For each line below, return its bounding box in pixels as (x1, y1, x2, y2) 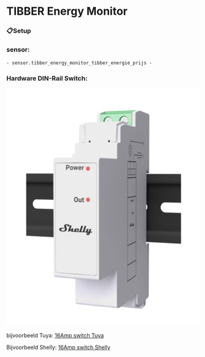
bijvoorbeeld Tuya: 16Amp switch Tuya (6, 332, 104, 339)
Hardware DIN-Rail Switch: (6, 74, 88, 83)
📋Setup (6, 26, 32, 35)
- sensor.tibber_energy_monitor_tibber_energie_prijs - (6, 60, 152, 66)
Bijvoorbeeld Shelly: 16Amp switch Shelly (6, 344, 110, 351)
